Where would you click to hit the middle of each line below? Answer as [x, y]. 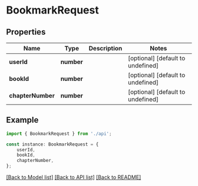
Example [22, 120]
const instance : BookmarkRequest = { [52, 144]
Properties [26, 32]
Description [105, 48]
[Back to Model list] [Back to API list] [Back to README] [74, 177]
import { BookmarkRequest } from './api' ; [59, 133]
